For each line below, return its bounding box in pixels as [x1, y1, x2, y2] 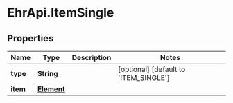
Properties [7, 32, 54, 44]
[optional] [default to [117, 64, 186, 74]
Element [37, 84, 66, 94]
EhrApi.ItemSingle [7, 5, 114, 21]
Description [71, 53, 112, 62]
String [37, 69, 58, 78]
